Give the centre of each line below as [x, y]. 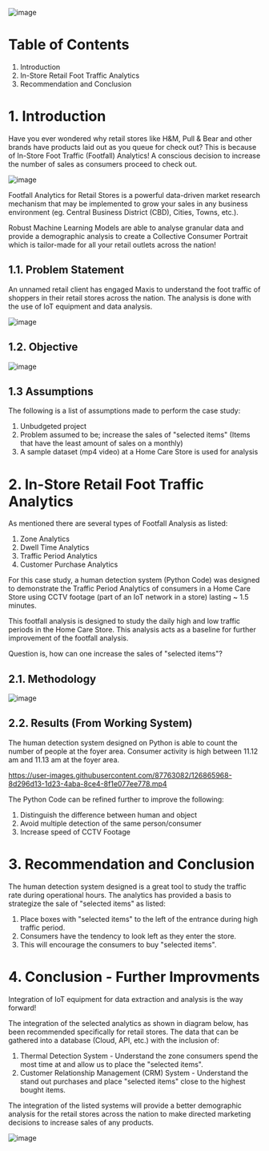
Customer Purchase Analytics [69, 564]
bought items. [43, 1089]
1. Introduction [57, 117]
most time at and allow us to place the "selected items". [111, 1064]
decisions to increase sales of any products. [81, 1122]
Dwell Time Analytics [54, 547]
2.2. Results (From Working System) [100, 723]
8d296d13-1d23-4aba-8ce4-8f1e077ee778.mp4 [88, 783]
